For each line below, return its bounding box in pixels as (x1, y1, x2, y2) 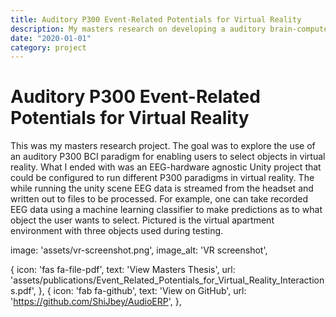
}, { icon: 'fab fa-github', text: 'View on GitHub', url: (38, 285, 247, 297)
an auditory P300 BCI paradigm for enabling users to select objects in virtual (10, 151, 326, 163)
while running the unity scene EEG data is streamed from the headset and (10, 182, 314, 195)
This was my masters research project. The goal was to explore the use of (10, 140, 316, 152)
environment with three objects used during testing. (10, 225, 224, 237)
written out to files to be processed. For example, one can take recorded (10, 193, 309, 205)
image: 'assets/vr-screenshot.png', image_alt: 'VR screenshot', (10, 244, 268, 256)
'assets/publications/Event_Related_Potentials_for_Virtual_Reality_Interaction (10, 274, 325, 286)
